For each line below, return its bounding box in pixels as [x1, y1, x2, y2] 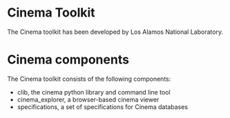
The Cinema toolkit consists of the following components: [7, 75, 171, 83]
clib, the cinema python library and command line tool [17, 88, 171, 96]
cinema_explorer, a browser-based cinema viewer [17, 95, 160, 104]
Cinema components [7, 52, 130, 68]
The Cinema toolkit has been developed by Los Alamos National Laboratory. [7, 28, 223, 36]
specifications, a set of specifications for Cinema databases [17, 102, 189, 111]
